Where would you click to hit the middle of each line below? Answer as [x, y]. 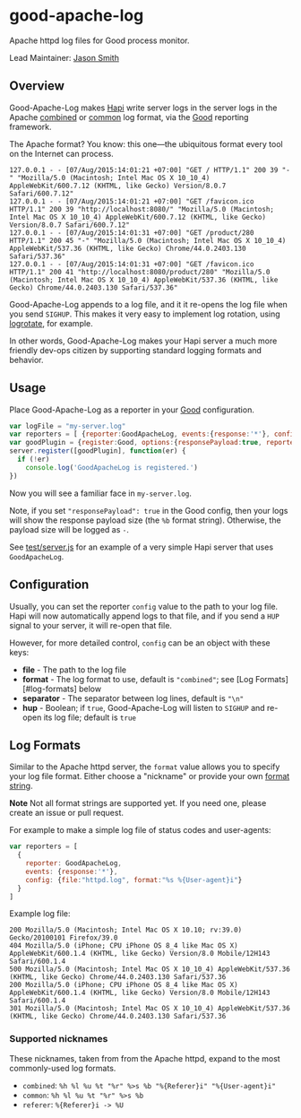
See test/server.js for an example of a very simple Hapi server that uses [142, 547]
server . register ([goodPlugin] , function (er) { [98, 451]
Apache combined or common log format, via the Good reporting [129, 117]
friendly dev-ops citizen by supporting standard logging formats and [136, 350]
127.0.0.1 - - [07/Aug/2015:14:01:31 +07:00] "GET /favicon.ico [132, 264]
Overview [37, 86]
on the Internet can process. [61, 153]
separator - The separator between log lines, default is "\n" [133, 698]
